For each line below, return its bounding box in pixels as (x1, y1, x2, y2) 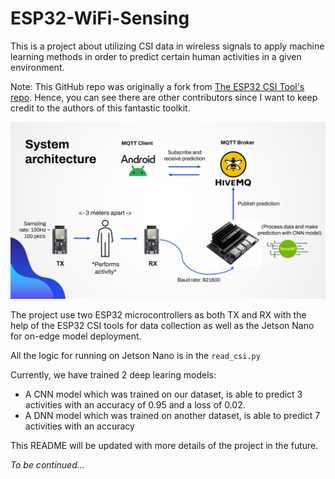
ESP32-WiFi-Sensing (10, 7, 190, 30)
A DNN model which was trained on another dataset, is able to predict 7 (24, 410, 321, 422)
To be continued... (10, 459, 85, 471)
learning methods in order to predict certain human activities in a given (10, 50, 302, 62)
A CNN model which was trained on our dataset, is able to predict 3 (24, 388, 303, 401)
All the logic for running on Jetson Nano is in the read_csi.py (10, 350, 261, 362)
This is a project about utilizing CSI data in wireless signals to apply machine (10, 40, 325, 52)
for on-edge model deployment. (10, 330, 142, 342)
